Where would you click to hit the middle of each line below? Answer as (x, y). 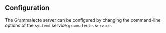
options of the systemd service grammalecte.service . (59, 25)
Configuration (27, 8)
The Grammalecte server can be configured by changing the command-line (83, 20)
